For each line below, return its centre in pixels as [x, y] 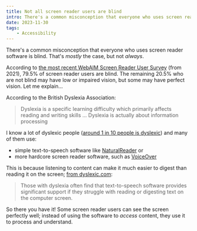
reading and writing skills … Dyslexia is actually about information [99, 116]
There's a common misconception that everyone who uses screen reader [95, 50]
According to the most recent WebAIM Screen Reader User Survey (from [94, 67]
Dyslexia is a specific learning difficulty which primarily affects [96, 109]
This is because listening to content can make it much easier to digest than [96, 168]
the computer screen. [47, 198]
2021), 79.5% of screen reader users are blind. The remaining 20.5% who [95, 74]
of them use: [21, 139]
